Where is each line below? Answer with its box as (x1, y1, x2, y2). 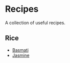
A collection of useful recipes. (5, 20, 66, 26)
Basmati (12, 47, 29, 53)
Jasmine (12, 52, 30, 58)
